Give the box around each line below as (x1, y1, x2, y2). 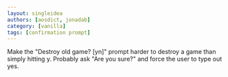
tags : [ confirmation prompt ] (7, 29, 91, 36)
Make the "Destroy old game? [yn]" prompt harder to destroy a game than (7, 48, 216, 56)
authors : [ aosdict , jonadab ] (7, 16, 91, 23)
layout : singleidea (7, 10, 63, 17)
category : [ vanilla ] (7, 22, 67, 29)
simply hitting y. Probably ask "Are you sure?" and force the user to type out (7, 55, 223, 63)
